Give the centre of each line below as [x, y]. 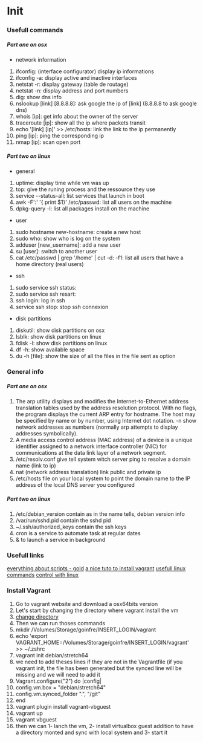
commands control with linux [43, 575]
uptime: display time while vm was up [62, 183]
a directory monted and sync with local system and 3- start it [92, 732]
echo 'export [31, 636]
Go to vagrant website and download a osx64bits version [87, 604]
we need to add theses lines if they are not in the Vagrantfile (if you [99, 662]
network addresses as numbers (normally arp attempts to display [97, 427]
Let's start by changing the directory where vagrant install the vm [97, 610]
